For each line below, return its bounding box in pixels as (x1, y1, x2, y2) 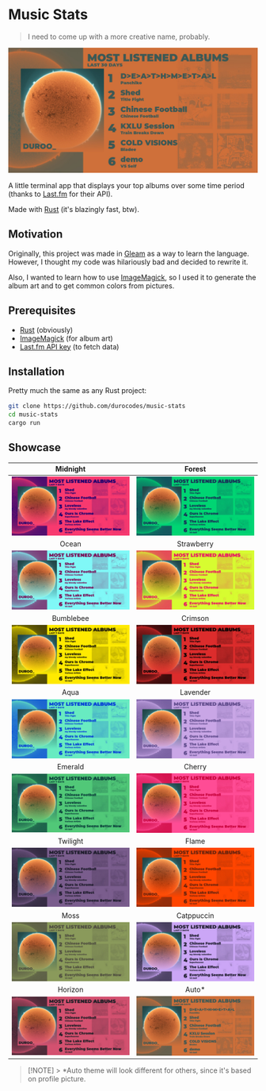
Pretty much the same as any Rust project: (8, 386, 146, 395)
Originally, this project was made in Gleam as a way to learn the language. (8, 249, 249, 258)
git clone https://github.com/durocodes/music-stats (8, 403, 186, 411)
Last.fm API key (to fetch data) (19, 341, 120, 351)
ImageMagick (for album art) (19, 333, 113, 343)
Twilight (58, 836, 84, 846)
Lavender (179, 688, 211, 697)
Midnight (55, 465, 86, 474)
